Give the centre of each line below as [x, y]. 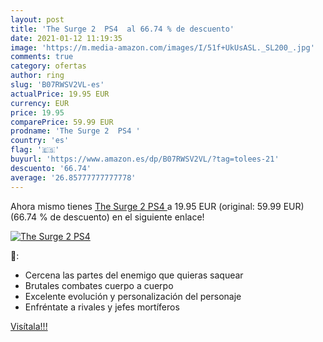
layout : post [37, 19]
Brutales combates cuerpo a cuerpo [99, 285]
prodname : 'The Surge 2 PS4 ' [75, 131]
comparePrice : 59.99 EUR [62, 122]
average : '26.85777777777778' [73, 177]
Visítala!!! [29, 326]
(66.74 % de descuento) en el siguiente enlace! [107, 217]
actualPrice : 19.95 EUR [60, 94]
